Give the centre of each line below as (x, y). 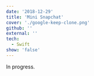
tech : (13, 39)
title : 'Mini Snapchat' (35, 17)
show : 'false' (23, 50)
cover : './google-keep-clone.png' (48, 22)
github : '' (19, 28)
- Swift (21, 45)
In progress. (20, 67)
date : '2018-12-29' (30, 11)
